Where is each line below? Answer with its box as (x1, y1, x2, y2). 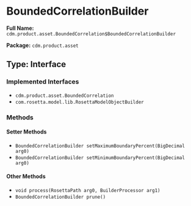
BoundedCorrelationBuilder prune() (15, 194, 106, 200)
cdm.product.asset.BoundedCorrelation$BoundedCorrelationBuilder (6, 30, 176, 37)
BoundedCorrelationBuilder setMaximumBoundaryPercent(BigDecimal (15, 143, 185, 149)
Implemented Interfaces (6, 77, 79, 86)
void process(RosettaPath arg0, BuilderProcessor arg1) (15, 187, 160, 193)
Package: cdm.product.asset (6, 41, 79, 49)
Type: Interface (6, 59, 67, 69)
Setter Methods (6, 128, 47, 135)
